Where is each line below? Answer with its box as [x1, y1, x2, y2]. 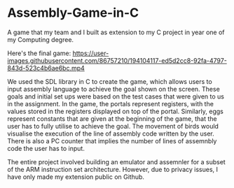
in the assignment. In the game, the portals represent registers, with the [7, 99, 214, 108]
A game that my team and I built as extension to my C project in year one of [7, 28, 226, 36]
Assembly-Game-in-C [7, 5, 139, 21]
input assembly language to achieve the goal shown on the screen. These [7, 85, 221, 93]
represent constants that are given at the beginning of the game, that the [7, 114, 217, 123]
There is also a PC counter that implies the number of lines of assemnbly [7, 136, 217, 145]
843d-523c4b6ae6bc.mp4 [7, 64, 85, 72]
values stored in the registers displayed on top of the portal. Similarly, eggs [7, 107, 224, 115]
